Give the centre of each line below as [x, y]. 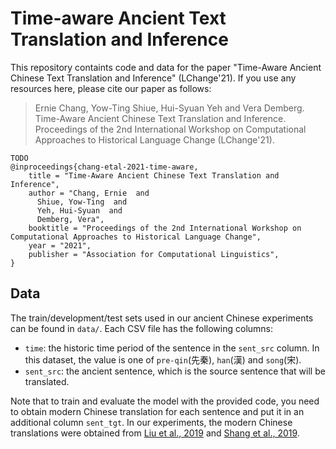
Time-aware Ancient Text [118, 18]
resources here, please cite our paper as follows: [111, 88]
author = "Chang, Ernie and [89, 193]
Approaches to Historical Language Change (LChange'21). [154, 139]
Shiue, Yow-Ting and [82, 202]
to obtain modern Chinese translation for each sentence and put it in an [157, 411]
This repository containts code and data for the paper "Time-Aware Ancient [166, 67]
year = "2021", [60, 245]
